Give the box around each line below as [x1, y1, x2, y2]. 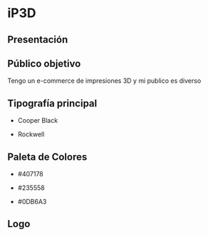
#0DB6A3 [17, 198, 47, 206]
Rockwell [17, 130, 45, 138]
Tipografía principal [7, 97, 98, 109]
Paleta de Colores [7, 151, 88, 163]
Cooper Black [17, 116, 58, 125]
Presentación [7, 34, 68, 46]
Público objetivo [7, 57, 81, 69]
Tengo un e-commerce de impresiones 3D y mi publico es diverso [7, 76, 202, 85]
